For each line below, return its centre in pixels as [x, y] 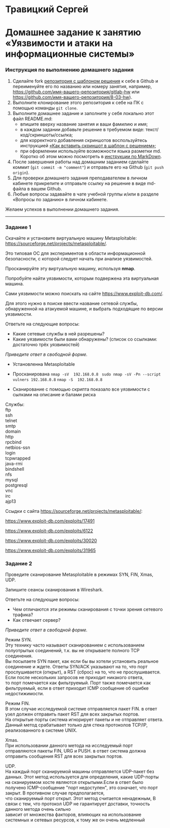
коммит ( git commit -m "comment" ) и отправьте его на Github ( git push [88, 167]
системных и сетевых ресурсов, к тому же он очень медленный [75, 820]
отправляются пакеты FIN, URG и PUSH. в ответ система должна [76, 751]
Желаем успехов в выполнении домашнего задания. [62, 209]
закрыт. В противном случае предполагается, [55, 793]
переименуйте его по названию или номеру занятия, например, [82, 86]
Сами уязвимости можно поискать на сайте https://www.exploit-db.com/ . [84, 293]
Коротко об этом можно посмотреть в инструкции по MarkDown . [91, 156]
